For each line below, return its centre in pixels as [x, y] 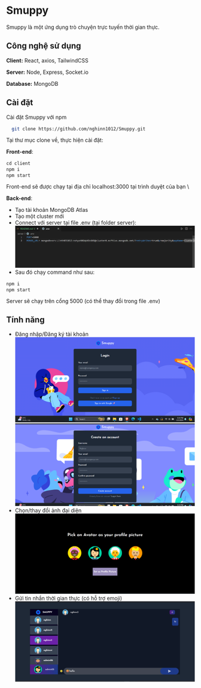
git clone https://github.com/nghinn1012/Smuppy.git [79, 129]
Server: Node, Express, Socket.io [47, 72]
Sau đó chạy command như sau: [54, 272]
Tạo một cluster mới [39, 216]
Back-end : [19, 198]
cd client [19, 164]
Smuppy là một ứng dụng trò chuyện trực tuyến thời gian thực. [83, 27]
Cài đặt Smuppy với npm [36, 117]
